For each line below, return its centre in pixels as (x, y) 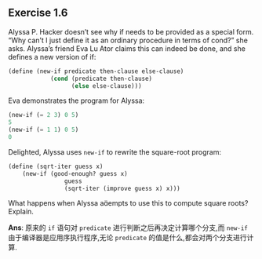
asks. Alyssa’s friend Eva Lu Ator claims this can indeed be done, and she (127, 48)
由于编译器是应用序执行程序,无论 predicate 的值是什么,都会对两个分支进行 (127, 238)
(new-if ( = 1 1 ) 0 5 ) (44, 130)
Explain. (21, 212)
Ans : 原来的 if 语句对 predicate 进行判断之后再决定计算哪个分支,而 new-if (128, 228)
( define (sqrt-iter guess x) (56, 166)
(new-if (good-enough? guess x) (75, 173)
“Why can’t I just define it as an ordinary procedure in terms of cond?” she (128, 40)
